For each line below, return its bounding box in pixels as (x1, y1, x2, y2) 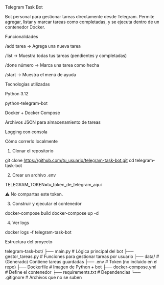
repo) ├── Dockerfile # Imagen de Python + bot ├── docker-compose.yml (5, 264, 157, 270)
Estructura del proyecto (5, 239, 53, 245)
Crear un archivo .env (12, 172, 56, 178)
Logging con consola (5, 129, 47, 135)
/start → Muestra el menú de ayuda (5, 72, 76, 78)
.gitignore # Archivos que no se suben (5, 275, 82, 280)
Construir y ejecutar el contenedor (12, 201, 82, 206)
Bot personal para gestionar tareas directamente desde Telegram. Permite (5, 14, 155, 19)
